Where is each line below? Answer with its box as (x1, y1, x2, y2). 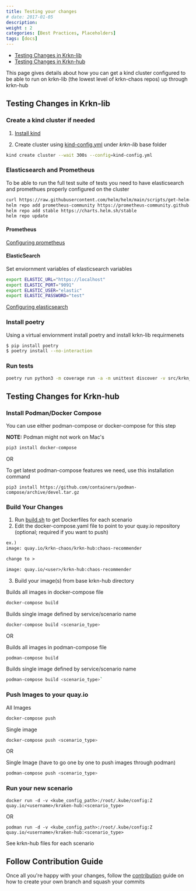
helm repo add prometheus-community (6, 202, 95, 208)
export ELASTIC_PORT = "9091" (6, 282, 75, 288)
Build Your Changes (6, 503, 64, 511)
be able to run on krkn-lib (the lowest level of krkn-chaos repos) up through (6, 75, 188, 82)
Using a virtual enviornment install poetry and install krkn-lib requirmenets (6, 331, 185, 338)
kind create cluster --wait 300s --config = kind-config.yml (6, 152, 153, 158)
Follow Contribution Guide (6, 856, 103, 866)
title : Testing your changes (6, 8, 77, 15)
